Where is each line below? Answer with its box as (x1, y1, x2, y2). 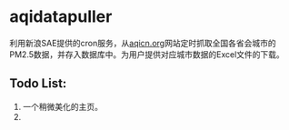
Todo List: (9, 75, 67, 92)
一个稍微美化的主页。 (22, 101, 103, 112)
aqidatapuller (9, 6, 113, 27)
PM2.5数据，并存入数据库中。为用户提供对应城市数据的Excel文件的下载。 (9, 48, 284, 60)
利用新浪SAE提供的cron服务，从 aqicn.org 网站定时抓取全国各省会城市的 (9, 37, 276, 48)
